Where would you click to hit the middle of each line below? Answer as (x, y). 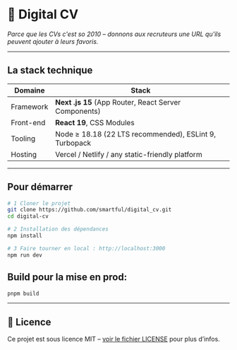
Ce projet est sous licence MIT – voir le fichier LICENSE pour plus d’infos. (114, 339)
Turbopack (73, 143)
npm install (25, 236)
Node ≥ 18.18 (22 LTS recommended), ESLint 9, (136, 134)
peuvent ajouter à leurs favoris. (53, 41)
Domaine (29, 90)
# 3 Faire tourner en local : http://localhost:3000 (86, 248)
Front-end (28, 122)
